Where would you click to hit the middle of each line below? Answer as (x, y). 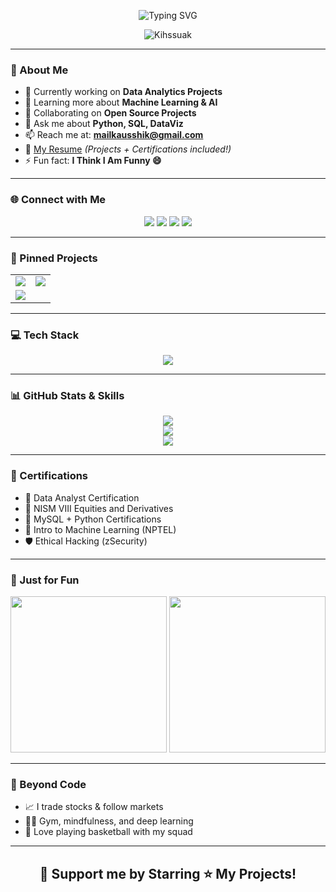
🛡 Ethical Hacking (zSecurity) (86, 541)
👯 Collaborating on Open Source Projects (110, 113)
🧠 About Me (39, 70)
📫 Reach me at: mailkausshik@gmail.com (114, 135)
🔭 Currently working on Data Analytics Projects (123, 92)
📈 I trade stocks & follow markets (94, 807)
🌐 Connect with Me (58, 200)
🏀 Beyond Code (48, 784)
